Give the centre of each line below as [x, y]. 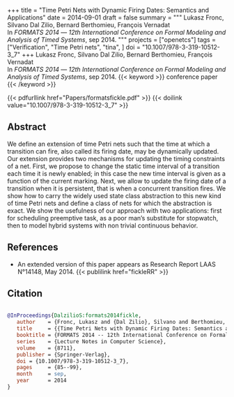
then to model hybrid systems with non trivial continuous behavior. [103, 225]
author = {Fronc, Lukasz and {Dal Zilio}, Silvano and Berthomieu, [121, 322]
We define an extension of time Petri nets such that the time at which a [109, 144]
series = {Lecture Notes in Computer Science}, [92, 341]
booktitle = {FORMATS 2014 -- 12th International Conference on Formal [123, 335]
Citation [25, 293]
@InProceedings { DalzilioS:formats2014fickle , [74, 316]
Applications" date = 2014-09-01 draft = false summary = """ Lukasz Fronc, [116, 17]
